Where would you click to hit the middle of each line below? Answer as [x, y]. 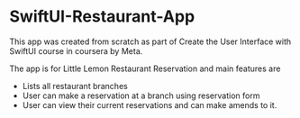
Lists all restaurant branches [75, 86]
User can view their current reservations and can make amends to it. [150, 104]
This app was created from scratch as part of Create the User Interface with [150, 41]
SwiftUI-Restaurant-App [102, 17]
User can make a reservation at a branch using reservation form [141, 95]
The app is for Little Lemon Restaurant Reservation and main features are [145, 68]
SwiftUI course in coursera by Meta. [76, 50]
